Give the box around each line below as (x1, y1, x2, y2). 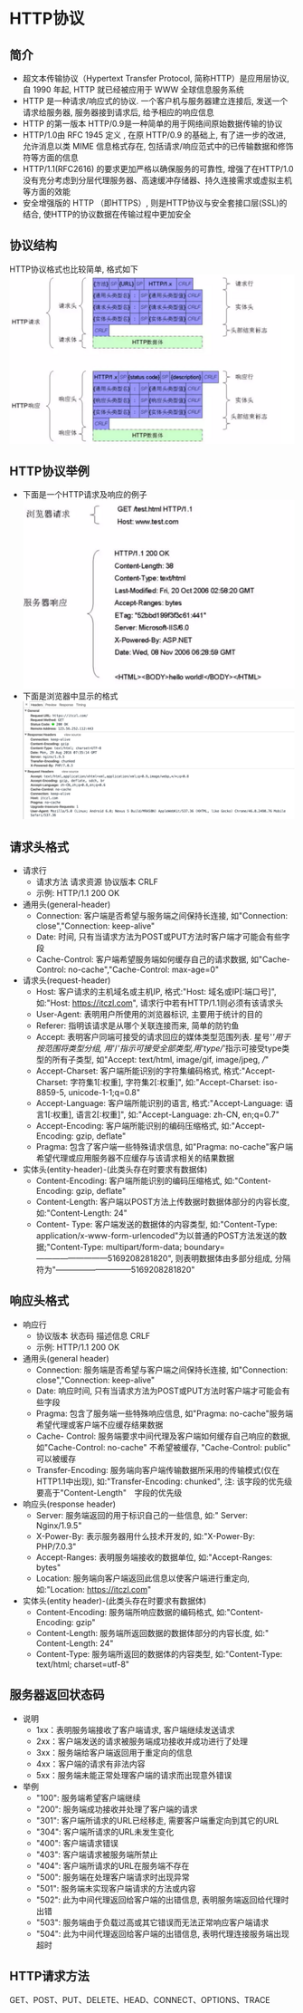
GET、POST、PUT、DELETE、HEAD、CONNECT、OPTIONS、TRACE (9, 1994, 271, 2005)
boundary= (184, 1242, 225, 1253)
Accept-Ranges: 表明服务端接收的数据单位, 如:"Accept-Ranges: (35, 1551, 273, 1563)
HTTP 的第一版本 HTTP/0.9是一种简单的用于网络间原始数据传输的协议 (22, 119, 283, 129)
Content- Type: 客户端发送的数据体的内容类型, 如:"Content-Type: (35, 1219, 278, 1230)
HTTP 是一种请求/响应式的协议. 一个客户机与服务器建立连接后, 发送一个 (22, 96, 289, 106)
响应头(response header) (22, 1498, 116, 1509)
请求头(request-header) (22, 975, 111, 986)
